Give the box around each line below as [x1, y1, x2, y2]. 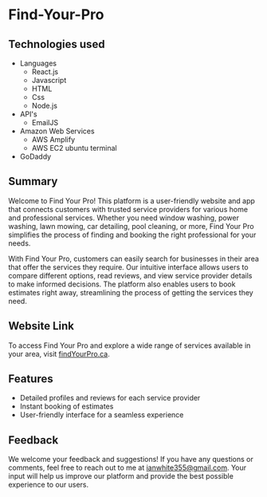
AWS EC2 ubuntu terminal [31, 144, 117, 152]
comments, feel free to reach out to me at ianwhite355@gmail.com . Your [8, 463, 247, 472]
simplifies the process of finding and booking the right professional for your [8, 230, 257, 239]
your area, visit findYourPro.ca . [8, 349, 110, 358]
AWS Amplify [31, 135, 76, 144]
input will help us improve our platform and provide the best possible [8, 471, 234, 481]
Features [8, 373, 53, 386]
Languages [19, 58, 57, 68]
